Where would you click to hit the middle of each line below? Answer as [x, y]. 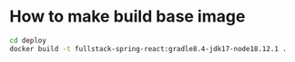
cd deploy [28, 40]
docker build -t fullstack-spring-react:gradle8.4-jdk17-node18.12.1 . [148, 49]
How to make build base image [127, 17]
